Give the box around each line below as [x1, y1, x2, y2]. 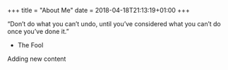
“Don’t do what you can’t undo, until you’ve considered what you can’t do [7, 20, 221, 28]
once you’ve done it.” [7, 28, 69, 35]
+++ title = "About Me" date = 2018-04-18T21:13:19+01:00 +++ [7, 6, 191, 14]
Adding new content [7, 54, 66, 63]
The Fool [17, 41, 44, 49]
